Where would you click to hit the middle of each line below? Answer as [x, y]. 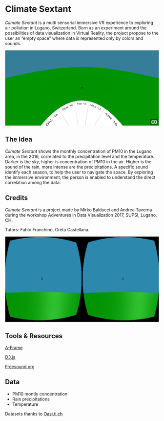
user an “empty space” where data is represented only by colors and [74, 38]
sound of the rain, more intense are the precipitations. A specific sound [77, 167]
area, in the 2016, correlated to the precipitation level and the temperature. [80, 156]
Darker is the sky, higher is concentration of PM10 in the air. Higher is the [78, 161]
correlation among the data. [33, 182]
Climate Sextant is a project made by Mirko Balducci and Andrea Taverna [79, 210]
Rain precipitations [31, 399]
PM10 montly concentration [40, 394]
